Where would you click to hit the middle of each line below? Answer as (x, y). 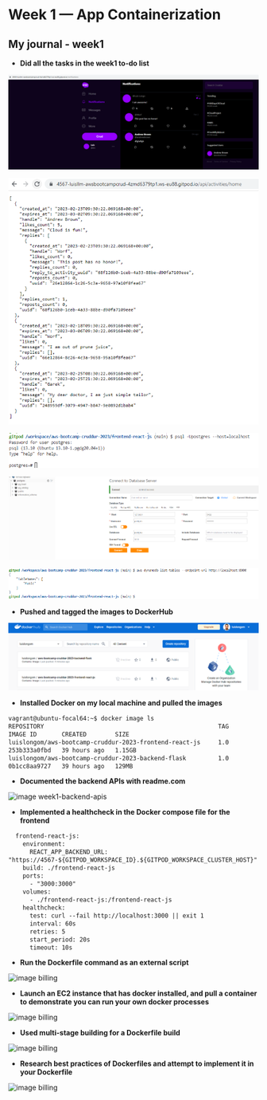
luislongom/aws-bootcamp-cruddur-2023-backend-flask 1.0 (118, 758)
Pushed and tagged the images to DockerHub (96, 611)
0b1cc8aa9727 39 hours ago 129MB (71, 766)
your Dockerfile (46, 1072)
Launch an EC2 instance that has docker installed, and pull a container (138, 993)
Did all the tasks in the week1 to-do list (84, 63)
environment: (44, 844)
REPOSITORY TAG (118, 726)
